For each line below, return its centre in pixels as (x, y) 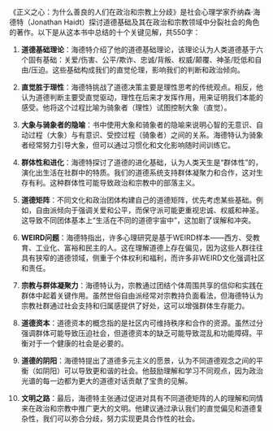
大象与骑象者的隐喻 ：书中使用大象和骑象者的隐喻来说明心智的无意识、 (139, 125)
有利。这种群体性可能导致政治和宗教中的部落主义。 (114, 183)
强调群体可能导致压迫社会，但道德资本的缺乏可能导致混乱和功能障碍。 (139, 333)
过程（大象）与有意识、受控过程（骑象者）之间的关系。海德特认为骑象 (145, 135)
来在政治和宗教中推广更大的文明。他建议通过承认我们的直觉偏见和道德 (139, 408)
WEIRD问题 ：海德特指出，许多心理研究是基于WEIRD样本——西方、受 (137, 237)
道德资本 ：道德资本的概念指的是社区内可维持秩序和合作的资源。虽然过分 (142, 323)
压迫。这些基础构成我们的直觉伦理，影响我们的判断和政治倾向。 (137, 70)
